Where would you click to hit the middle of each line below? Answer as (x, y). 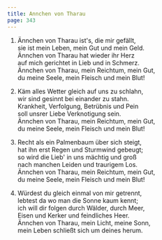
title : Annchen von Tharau (46, 14)
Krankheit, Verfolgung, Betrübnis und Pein (78, 106)
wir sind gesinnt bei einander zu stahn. (73, 98)
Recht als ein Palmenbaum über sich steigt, (79, 142)
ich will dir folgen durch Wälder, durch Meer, (81, 208)
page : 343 (22, 20)
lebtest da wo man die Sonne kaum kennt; (78, 200)
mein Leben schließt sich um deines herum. (80, 230)
